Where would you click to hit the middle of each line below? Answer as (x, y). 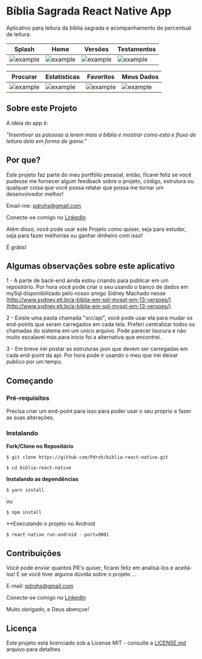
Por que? (24, 160)
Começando (30, 381)
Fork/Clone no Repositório (40, 446)
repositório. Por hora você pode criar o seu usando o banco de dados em (97, 287)
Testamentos (137, 49)
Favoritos (101, 77)
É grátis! (17, 247)
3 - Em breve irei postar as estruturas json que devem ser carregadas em (97, 349)
